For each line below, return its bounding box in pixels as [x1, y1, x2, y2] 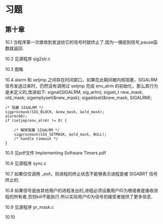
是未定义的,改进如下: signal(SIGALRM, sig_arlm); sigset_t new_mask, [5, 89, 144, 95]
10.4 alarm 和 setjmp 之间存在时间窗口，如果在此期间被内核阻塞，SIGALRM [5, 77, 158, 82]
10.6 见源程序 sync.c [5, 160, 47, 166]
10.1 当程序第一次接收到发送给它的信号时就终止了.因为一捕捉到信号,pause [5, 39, 154, 45]
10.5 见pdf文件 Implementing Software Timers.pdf [5, 150, 106, 155]
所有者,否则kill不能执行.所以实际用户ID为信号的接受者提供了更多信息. [13, 194, 153, 199]
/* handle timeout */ [14, 136, 58, 141]
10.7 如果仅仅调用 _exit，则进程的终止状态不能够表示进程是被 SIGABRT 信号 [5, 171, 158, 177]
